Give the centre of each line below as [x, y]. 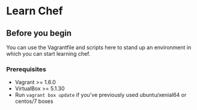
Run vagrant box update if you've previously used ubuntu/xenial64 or [101, 95]
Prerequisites [26, 69]
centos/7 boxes [34, 101]
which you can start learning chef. [49, 54]
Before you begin [39, 33]
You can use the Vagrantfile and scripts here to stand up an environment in [99, 47]
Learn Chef [35, 11]
